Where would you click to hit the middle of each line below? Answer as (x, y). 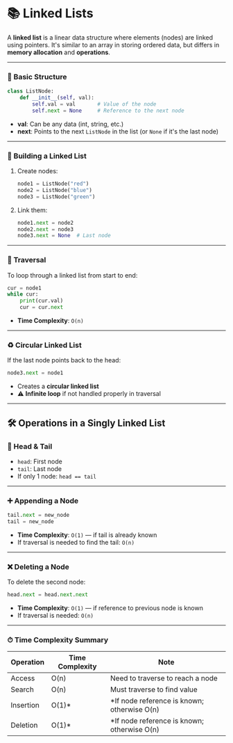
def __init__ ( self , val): (57, 98)
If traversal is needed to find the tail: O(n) (76, 542)
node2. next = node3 (45, 229)
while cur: (23, 294)
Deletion (24, 726)
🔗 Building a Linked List (47, 156)
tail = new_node (31, 522)
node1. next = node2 (45, 223)
